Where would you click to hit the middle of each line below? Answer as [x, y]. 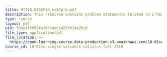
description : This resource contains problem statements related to [78, 14]
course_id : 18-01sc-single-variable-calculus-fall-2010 [64, 47]
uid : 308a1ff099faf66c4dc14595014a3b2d [46, 28]
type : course [19, 19]
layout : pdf [17, 24]
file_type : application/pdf [34, 33]
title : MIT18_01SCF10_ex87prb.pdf [41, 10]
